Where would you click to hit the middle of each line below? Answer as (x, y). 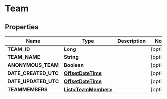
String (71, 57)
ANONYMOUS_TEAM (33, 65)
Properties (22, 27)
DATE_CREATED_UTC (33, 73)
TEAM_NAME (24, 57)
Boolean (74, 65)
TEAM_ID (19, 49)
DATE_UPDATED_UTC (33, 81)
